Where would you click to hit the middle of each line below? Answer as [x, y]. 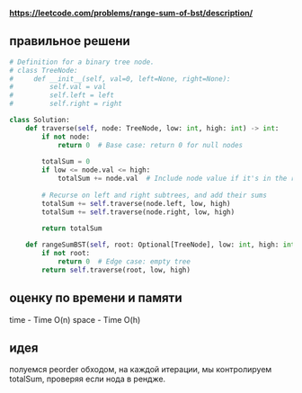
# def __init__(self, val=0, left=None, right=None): [120, 79]
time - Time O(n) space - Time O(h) [75, 319]
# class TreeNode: [44, 70]
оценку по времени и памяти [96, 298]
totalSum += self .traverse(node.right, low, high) [138, 212]
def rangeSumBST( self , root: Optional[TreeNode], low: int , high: [152, 245]
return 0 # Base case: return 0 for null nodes [150, 145]
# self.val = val [58, 87]
